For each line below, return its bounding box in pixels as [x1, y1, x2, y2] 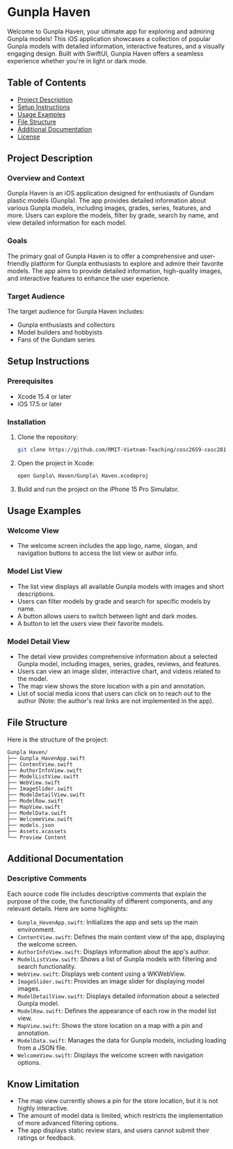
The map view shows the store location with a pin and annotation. [17, 682, 206, 691]
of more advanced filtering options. [17, 1119, 119, 1127]
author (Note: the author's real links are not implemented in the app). [17, 697, 214, 705]
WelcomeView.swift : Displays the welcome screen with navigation [17, 1051, 204, 1059]
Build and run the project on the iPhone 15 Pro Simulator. [17, 485, 179, 493]
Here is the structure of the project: [7, 735, 109, 744]
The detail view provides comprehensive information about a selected [17, 652, 218, 661]
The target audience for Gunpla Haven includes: [7, 307, 145, 316]
